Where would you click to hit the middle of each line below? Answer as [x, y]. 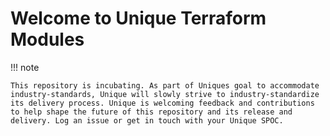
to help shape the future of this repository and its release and [151, 112]
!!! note [25, 67]
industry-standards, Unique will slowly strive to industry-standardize [165, 94]
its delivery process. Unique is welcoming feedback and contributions [162, 103]
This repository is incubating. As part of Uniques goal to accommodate [165, 85]
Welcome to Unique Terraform [138, 18]
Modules [47, 39]
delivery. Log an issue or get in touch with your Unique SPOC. [147, 120]
